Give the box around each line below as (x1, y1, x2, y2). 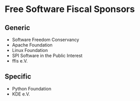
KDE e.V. (12, 91, 31, 97)
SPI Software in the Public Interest (12, 52, 83, 58)
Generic (5, 23, 31, 32)
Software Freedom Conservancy (12, 36, 79, 42)
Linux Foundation (12, 47, 48, 53)
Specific (5, 72, 32, 81)
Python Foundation (12, 85, 51, 91)
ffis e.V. (12, 58, 28, 63)
